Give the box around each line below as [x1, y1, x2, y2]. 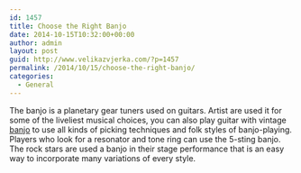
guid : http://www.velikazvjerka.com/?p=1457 [9, 55, 179, 64]
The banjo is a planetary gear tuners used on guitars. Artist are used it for [9, 105, 282, 115]
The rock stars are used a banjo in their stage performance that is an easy [9, 143, 285, 154]
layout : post [9, 47, 59, 56]
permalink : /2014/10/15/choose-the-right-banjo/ [9, 64, 196, 73]
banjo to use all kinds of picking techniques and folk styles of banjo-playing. [9, 123, 293, 135]
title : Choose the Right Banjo [9, 22, 127, 31]
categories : [9, 72, 54, 81]
